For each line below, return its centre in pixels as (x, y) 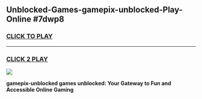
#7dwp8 (48, 19)
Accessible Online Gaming (40, 89)
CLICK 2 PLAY (27, 59)
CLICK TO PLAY (29, 37)
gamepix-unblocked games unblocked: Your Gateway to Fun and (89, 83)
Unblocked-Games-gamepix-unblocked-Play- (95, 10)
